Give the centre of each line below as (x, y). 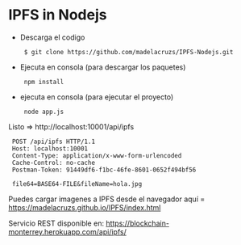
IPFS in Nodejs (58, 15)
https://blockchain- (137, 223)
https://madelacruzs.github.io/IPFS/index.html (85, 207)
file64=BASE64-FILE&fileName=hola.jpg (77, 184)
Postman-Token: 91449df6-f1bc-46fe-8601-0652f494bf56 (104, 170)
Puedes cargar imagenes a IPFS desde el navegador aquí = (107, 199)
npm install (44, 82)
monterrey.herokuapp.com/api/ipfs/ (67, 231)
